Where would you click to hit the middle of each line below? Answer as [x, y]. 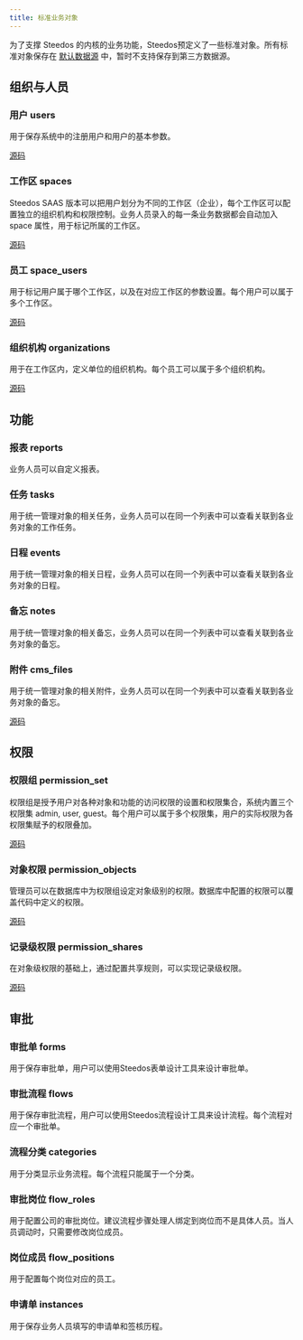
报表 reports [36, 447]
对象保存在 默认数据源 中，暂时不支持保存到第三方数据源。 [126, 56]
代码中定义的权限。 [52, 902]
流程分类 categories [53, 1152]
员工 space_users [48, 270]
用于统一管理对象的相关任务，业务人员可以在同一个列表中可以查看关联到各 [147, 516]
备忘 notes [32, 611]
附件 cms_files [41, 670]
